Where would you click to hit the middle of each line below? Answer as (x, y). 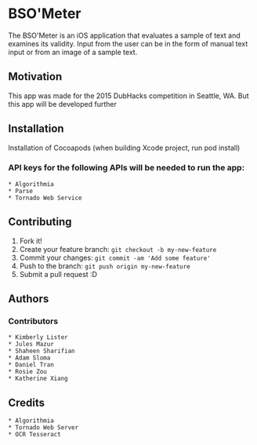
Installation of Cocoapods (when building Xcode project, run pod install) (124, 148)
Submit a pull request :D (58, 274)
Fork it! (31, 241)
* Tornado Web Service (45, 198)
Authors (29, 299)
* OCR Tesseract (34, 435)
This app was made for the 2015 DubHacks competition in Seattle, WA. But (128, 96)
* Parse (21, 191)
